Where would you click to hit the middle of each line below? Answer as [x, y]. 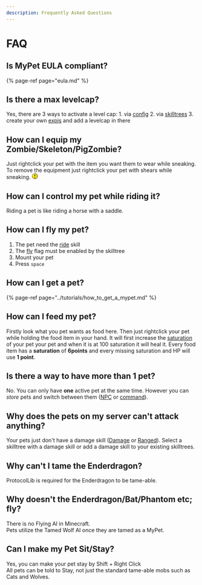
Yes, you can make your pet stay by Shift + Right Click [73, 564]
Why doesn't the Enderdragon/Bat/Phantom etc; [99, 500]
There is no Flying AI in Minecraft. [48, 523]
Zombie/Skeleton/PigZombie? [64, 149]
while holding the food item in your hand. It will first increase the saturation [99, 337]
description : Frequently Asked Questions [59, 13]
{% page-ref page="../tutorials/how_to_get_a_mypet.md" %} [82, 297]
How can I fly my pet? [48, 230]
